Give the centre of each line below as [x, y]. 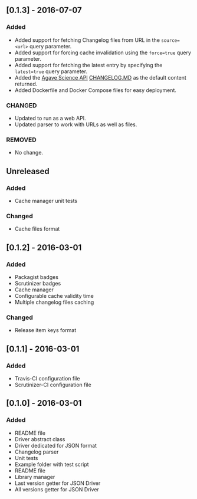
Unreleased [28, 171]
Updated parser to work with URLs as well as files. [76, 124]
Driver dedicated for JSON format [56, 445]
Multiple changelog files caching [54, 302]
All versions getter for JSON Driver [57, 489]
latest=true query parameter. [51, 71]
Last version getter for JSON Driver [58, 483]
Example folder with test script [52, 464]
